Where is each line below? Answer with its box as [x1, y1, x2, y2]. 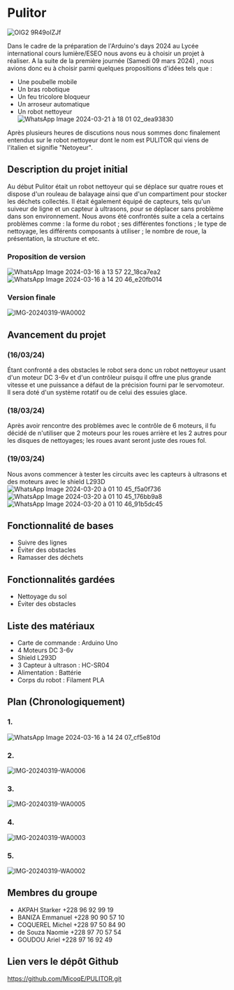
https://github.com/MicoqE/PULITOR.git [7, 974, 122, 982]
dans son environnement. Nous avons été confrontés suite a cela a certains [7, 212, 225, 220]
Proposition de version [7, 252, 86, 261]
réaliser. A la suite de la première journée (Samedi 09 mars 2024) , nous [7, 56, 214, 64]
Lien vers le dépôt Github [7, 956, 119, 968]
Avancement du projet [7, 329, 106, 341]
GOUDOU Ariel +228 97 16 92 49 [17, 935, 113, 944]
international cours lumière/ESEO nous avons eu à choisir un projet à [7, 49, 205, 57]
